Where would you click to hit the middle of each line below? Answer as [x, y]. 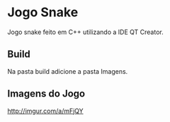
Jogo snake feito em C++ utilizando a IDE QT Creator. [86, 32]
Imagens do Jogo [46, 94]
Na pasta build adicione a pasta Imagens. [68, 71]
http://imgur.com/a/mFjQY [45, 111]
